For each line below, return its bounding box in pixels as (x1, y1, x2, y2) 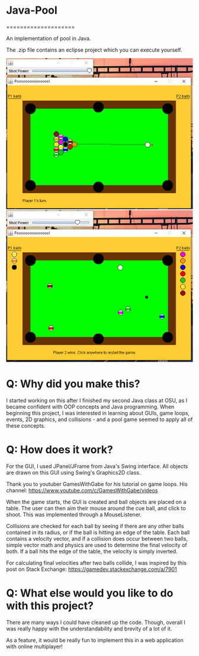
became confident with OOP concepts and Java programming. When (6, 403, 175, 410)
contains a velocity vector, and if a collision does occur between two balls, (6, 535, 188, 542)
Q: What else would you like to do (6, 586, 174, 600)
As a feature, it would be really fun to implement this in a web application (6, 637, 184, 644)
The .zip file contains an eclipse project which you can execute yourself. (6, 46, 182, 54)
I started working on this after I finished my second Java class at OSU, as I (6, 397, 188, 404)
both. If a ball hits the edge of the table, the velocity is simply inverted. (6, 548, 178, 555)
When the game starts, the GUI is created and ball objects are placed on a (6, 498, 187, 506)
